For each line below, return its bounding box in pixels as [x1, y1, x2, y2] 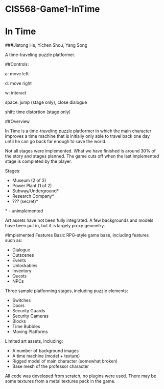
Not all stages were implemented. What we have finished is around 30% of [5, 148, 156, 154]
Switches [12, 298, 31, 303]
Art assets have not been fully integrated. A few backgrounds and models [5, 217, 154, 223]
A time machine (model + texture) [12, 353, 80, 359]
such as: [5, 238, 23, 243]
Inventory [12, 268, 32, 274]
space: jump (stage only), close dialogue [5, 99, 87, 105]
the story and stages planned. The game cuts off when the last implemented [5, 153, 159, 159]
